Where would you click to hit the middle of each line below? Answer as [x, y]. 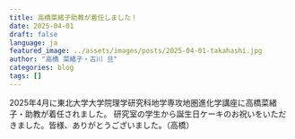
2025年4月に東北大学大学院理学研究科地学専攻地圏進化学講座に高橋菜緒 [143, 102]
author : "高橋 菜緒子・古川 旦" [64, 59]
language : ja [34, 43]
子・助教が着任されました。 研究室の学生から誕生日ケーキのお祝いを [136, 114]
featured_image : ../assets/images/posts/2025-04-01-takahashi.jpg [136, 51]
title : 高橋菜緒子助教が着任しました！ [74, 17]
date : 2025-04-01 [42, 26]
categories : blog [42, 68]
